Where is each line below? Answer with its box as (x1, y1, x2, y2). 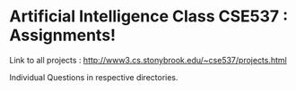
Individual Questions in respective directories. (9, 71, 178, 82)
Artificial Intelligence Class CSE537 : (9, 6, 289, 27)
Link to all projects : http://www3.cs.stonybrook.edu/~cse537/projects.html (9, 54, 287, 65)
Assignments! (9, 25, 117, 45)
